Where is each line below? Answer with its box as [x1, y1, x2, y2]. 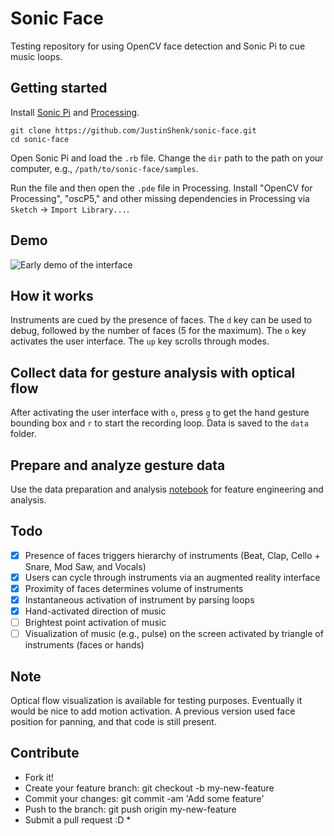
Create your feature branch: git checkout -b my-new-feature [24, 782, 275, 794]
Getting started [10, 80, 108, 97]
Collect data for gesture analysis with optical [10, 364, 296, 381]
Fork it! [24, 771, 55, 783]
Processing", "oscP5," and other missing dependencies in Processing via [10, 192, 310, 204]
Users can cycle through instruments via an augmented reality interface [24, 571, 321, 583]
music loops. [10, 50, 63, 62]
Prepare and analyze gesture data [10, 457, 226, 474]
